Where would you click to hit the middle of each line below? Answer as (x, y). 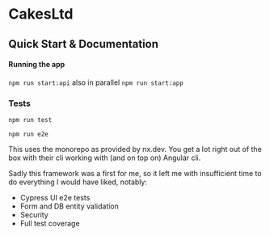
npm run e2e (28, 134)
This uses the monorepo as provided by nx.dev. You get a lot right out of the (135, 150)
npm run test (30, 120)
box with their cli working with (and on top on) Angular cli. (105, 158)
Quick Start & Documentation (84, 44)
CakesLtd (41, 14)
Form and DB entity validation (70, 206)
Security (34, 215)
